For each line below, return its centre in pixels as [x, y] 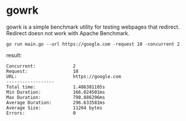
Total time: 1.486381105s [56, 87]
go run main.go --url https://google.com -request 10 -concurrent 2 [93, 44]
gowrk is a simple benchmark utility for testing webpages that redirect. [93, 27]
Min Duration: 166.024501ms [56, 92]
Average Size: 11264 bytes [54, 108]
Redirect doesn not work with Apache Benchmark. [68, 33]
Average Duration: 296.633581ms [56, 103]
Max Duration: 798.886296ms [56, 97]
